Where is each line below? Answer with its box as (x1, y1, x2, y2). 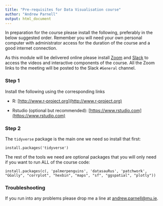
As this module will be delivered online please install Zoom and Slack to (5, 55, 149, 61)
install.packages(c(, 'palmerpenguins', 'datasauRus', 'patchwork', (5, 168, 147, 174)
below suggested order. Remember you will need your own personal (5, 35, 143, 41)
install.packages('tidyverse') (5, 145, 69, 150)
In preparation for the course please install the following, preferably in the (5, 30, 153, 36)
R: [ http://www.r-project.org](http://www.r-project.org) (12, 98, 122, 104)
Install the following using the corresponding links (5, 89, 105, 94)
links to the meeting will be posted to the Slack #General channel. (5, 65, 136, 71)
